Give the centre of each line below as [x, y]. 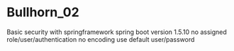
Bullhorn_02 [43, 12]
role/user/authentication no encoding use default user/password [101, 39]
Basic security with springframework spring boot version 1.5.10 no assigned [117, 32]
